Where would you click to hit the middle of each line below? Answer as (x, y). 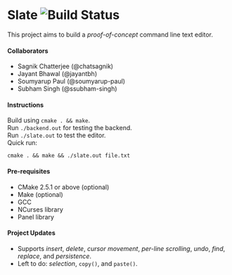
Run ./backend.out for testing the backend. (70, 128)
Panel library (36, 217)
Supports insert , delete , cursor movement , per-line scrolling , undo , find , (121, 248)
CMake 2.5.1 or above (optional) (63, 187)
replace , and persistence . (54, 256)
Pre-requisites (29, 171)
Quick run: (22, 143)
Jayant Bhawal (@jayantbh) (57, 74)
